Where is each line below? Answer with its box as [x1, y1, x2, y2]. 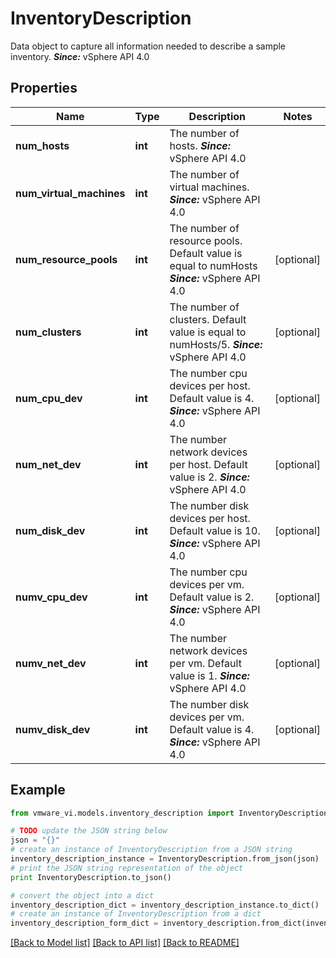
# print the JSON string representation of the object [10, 863, 244, 873]
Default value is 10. [169, 523, 261, 537]
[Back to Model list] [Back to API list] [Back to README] [10, 937, 240, 949]
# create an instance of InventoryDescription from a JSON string [10, 845, 293, 855]
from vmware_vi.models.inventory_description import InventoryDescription [10, 808, 329, 818]
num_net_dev [15, 457, 82, 471]
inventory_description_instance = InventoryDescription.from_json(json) [10, 854, 320, 864]
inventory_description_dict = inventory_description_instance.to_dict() [10, 900, 320, 910]
